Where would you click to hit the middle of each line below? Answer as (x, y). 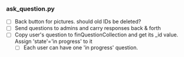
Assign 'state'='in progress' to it (53, 41)
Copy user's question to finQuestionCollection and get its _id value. (96, 35)
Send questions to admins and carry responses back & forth (88, 28)
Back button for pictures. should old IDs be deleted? (78, 22)
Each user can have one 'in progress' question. (81, 48)
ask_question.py (30, 9)
